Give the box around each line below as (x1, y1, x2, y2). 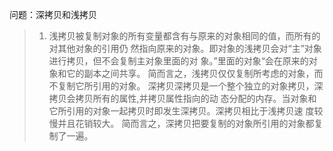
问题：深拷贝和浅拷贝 (9, 9, 97, 20)
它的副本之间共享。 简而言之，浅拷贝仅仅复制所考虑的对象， (66, 68, 315, 79)
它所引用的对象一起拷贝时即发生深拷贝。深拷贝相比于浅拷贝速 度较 (48, 105, 324, 117)
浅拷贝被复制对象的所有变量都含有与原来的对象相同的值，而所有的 (48, 30, 321, 42)
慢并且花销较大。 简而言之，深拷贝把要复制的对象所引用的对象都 (48, 118, 315, 129)
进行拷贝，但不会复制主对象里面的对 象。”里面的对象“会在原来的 (48, 55, 309, 67)
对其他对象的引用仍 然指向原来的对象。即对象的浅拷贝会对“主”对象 (48, 43, 322, 54)
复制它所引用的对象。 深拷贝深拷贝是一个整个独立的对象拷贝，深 (57, 80, 324, 92)
